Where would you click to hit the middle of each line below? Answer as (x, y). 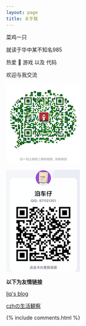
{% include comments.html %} (43, 317)
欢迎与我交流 (21, 74)
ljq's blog (17, 294)
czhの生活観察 (24, 306)
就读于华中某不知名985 (34, 50)
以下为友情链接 (24, 282)
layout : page (22, 12)
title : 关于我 (22, 19)
